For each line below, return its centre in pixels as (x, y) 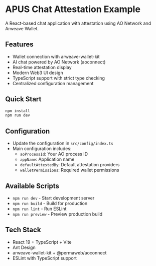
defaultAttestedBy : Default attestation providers (70, 165)
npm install (18, 111)
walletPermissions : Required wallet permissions (69, 170)
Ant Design (24, 247)
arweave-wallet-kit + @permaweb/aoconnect (59, 252)
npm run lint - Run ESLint (39, 209)
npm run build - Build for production (50, 203)
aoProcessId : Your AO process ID (54, 154)
